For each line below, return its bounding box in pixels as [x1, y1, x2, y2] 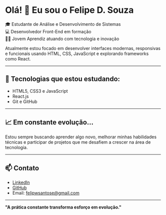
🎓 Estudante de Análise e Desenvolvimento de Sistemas [5, 21, 121, 27]
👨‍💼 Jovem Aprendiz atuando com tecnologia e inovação [5, 36, 120, 42]
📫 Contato [5, 163, 40, 172]
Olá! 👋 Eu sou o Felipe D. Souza [5, 4, 134, 16]
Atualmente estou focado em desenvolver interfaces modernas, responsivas [5, 45, 161, 51]
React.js [12, 93, 29, 99]
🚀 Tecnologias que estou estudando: [5, 75, 120, 83]
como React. [5, 55, 31, 61]
